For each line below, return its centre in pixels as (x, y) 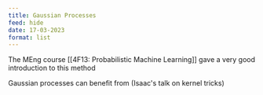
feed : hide (26, 23)
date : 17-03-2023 (37, 30)
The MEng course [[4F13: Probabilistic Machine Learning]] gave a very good (132, 60)
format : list (29, 37)
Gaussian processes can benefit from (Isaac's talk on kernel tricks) (117, 83)
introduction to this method (52, 68)
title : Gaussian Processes (52, 15)
